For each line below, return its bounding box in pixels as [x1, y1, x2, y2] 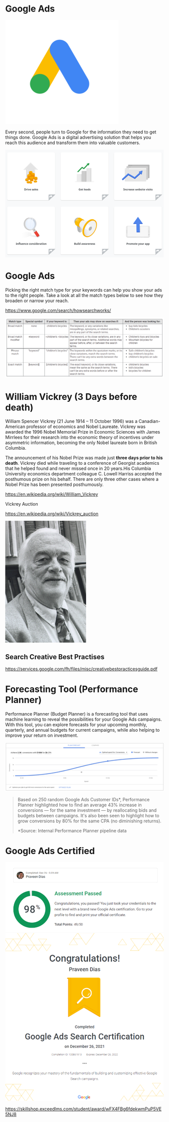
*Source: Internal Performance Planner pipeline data [17, 827, 127, 833]
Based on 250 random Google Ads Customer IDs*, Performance [17, 796, 150, 802]
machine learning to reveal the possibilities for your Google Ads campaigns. [5, 716, 162, 723]
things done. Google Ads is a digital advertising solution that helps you [5, 134, 151, 140]
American [5, 424, 26, 430]
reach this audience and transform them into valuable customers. [5, 139, 141, 146]
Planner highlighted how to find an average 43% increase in [17, 802, 142, 808]
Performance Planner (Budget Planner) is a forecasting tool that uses [5, 711, 148, 717]
